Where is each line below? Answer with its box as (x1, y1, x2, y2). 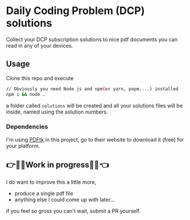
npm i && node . (6, 91, 45, 97)
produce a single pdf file (14, 190, 74, 197)
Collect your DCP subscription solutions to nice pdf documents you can (6, 36, 178, 43)
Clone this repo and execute (6, 74, 74, 81)
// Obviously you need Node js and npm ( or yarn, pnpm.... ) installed (6, 86, 179, 92)
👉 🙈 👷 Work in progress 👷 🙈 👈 (6, 160, 109, 170)
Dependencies (6, 123, 48, 131)
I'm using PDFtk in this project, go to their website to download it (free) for (6, 136, 184, 143)
